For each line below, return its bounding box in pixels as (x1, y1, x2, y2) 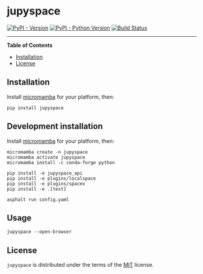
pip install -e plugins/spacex (7, 180, 86, 186)
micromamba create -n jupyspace (7, 149, 88, 155)
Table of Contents (7, 41, 53, 49)
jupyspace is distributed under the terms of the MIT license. (7, 261, 154, 269)
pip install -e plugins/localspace (7, 175, 96, 182)
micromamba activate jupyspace (7, 154, 86, 161)
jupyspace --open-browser (7, 229, 72, 235)
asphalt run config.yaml (7, 196, 69, 203)
